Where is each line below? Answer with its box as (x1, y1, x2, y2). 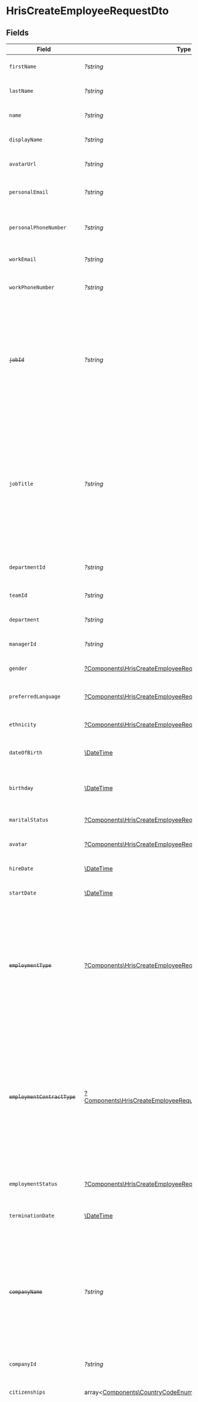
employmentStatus (9, 1180, 58, 1187)
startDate (9, 890, 37, 896)
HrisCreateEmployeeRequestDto (6, 4, 169, 18)
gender (9, 665, 28, 672)
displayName (9, 136, 43, 143)
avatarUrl (9, 161, 37, 167)
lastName (9, 87, 34, 94)
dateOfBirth (9, 749, 43, 756)
